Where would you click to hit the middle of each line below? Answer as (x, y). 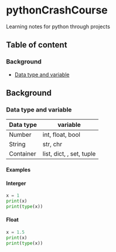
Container (23, 154)
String (17, 145)
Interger (16, 183)
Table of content (37, 45)
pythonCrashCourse (57, 10)
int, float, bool (62, 135)
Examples (18, 169)
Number (20, 135)
